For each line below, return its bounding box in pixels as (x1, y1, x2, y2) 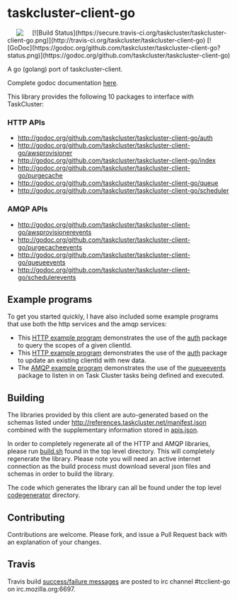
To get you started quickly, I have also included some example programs (7, 312, 219, 321)
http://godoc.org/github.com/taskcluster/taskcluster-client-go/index (17, 156, 216, 165)
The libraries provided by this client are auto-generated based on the (7, 411, 209, 419)
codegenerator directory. (7, 491, 81, 499)
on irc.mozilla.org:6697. (7, 584, 76, 593)
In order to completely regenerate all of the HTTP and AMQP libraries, (7, 440, 211, 448)
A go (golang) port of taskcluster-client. (7, 65, 122, 73)
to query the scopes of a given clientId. (17, 341, 132, 350)
